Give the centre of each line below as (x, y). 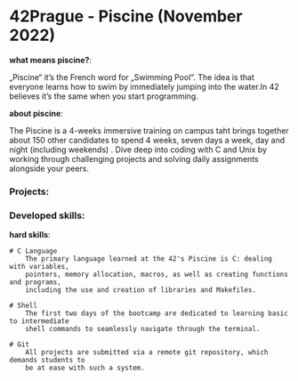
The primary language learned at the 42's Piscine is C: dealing (149, 259)
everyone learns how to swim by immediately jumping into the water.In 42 (145, 86)
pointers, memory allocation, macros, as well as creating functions (157, 275)
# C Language (33, 251)
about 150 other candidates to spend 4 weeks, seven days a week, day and (147, 140)
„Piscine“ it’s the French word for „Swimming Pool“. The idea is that (132, 77)
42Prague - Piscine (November (126, 16)
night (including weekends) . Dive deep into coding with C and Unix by (138, 150)
